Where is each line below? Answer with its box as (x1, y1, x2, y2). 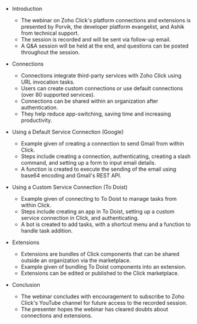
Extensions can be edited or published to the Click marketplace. (20, 270, 179, 277)
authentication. (20, 104, 58, 111)
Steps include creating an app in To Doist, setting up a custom (20, 208, 175, 215)
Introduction (11, 5, 43, 12)
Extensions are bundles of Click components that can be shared (20, 251, 180, 257)
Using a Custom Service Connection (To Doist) (11, 183, 128, 191)
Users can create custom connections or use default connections (20, 85, 183, 92)
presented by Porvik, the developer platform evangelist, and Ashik (20, 23, 185, 30)
